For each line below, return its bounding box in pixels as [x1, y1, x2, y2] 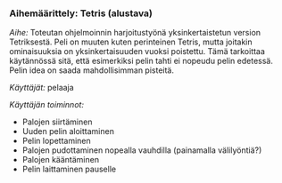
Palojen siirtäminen [21, 116, 93, 127]
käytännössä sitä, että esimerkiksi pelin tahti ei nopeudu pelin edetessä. [9, 56, 274, 67]
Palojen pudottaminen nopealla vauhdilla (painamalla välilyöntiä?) [21, 145, 262, 155]
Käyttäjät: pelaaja [9, 83, 74, 93]
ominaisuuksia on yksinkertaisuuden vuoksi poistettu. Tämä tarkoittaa [9, 46, 266, 57]
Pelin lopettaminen [21, 136, 91, 147]
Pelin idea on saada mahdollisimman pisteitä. [9, 65, 174, 76]
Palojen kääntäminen [21, 155, 100, 165]
